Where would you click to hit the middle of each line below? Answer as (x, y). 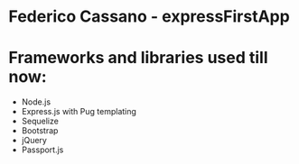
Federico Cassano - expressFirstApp (149, 17)
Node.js (36, 102)
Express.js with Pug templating (79, 112)
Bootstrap (40, 131)
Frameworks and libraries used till (138, 58)
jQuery (34, 141)
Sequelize (40, 121)
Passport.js (42, 150)
